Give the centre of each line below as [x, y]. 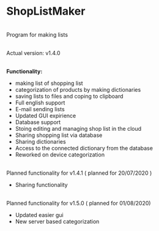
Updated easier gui [39, 215]
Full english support [40, 103]
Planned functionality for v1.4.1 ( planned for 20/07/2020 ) [79, 173]
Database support [38, 122]
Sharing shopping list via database [59, 135]
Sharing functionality [42, 185]
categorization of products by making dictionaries [78, 89]
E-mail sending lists [40, 109]
